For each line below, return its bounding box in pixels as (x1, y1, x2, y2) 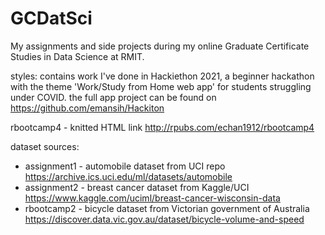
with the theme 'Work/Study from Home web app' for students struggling (10, 80, 312, 92)
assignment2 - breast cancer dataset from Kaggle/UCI (24, 181, 250, 193)
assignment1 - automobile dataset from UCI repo (24, 160, 226, 172)
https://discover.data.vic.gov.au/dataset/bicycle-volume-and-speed (24, 213, 305, 225)
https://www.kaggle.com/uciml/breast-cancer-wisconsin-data (24, 192, 281, 204)
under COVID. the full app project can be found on (10, 91, 217, 103)
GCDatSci (10, 7, 93, 30)
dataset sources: (10, 140, 80, 152)
